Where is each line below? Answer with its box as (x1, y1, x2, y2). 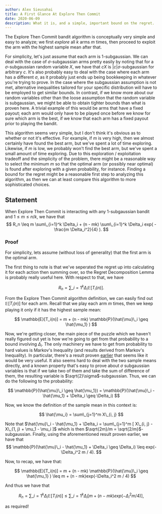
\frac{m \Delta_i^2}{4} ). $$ (54, 227, 109, 232)
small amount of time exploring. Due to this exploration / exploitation (5, 151, 141, 157)
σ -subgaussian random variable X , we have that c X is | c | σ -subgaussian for (5, 64, 155, 70)
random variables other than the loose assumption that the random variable (5, 95, 156, 101)
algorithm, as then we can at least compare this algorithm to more (5, 177, 136, 182)
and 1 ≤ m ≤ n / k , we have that (5, 214, 65, 220)
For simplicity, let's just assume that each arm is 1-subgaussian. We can (5, 54, 148, 60)
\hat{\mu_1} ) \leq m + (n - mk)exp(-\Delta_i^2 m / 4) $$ (26, 473, 136, 479)
